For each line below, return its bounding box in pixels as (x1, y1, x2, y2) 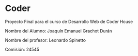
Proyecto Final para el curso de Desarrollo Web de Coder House (5, 19, 133, 24)
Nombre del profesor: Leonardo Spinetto (5, 37, 86, 43)
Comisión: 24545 (5, 46, 40, 52)
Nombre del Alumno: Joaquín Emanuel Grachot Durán (5, 28, 112, 34)
